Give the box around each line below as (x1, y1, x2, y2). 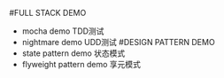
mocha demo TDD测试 (21, 26, 104, 36)
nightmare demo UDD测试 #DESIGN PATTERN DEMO (21, 37, 215, 47)
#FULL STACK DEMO (9, 8, 87, 18)
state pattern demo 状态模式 (21, 48, 126, 58)
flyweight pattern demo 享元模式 (21, 59, 142, 69)
